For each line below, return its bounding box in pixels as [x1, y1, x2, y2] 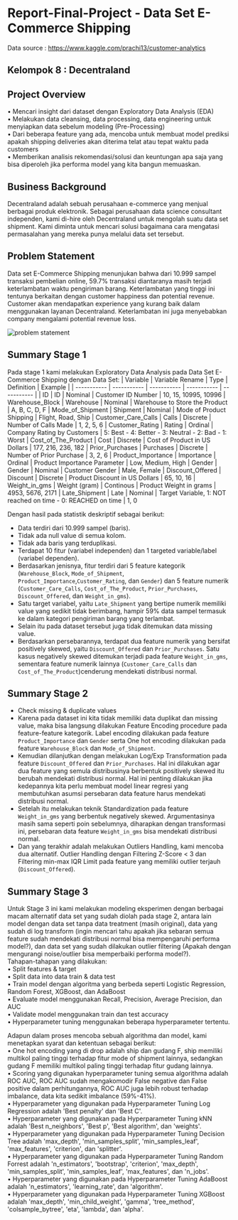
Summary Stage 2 [7, 687, 89, 699]
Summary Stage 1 [7, 349, 87, 361]
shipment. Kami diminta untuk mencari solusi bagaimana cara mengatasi [7, 222, 220, 230]
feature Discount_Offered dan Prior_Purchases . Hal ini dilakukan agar [17, 759, 220, 768]
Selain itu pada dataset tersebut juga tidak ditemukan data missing [17, 622, 213, 630]
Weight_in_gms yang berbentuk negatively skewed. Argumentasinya [17, 812, 215, 821]
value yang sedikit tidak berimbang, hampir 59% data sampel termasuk [17, 606, 227, 615]
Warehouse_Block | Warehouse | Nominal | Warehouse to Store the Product [7, 398, 228, 406]
